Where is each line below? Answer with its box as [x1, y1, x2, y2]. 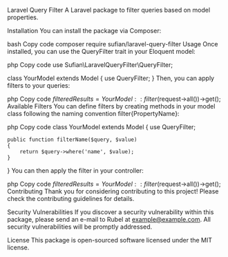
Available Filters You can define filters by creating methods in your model [7, 102, 216, 110]
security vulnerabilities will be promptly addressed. [7, 222, 153, 231]
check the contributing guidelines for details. [7, 195, 135, 202]
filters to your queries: [7, 82, 70, 89]
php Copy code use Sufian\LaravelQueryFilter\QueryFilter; [7, 61, 173, 68]
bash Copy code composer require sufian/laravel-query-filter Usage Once [7, 40, 218, 48]
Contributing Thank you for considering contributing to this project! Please [7, 187, 219, 196]
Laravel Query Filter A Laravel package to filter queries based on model [7, 6, 211, 14]
